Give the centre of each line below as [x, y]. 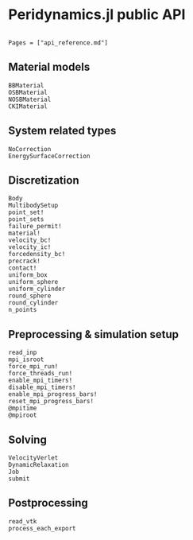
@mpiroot [23, 415]
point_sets [26, 219]
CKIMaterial [28, 106]
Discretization [44, 180]
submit [19, 479]
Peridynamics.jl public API [97, 15]
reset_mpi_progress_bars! [51, 402]
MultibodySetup [33, 206]
